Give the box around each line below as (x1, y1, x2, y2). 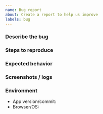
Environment (5, 87, 38, 94)
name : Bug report (5, 7, 42, 13)
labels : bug (5, 17, 30, 22)
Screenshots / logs (5, 74, 53, 81)
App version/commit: (12, 98, 57, 104)
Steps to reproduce (5, 47, 54, 54)
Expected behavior (5, 60, 53, 67)
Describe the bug (5, 33, 49, 40)
